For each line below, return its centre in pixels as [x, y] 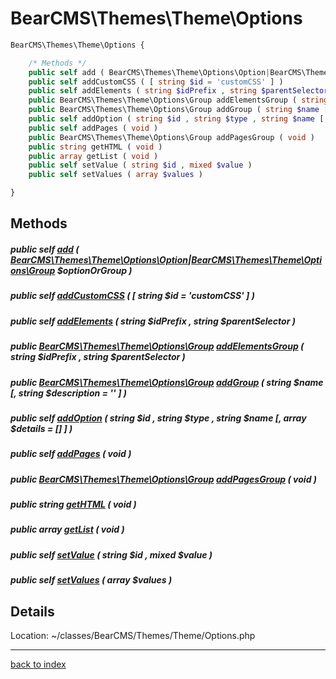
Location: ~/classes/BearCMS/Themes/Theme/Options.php [133, 635]
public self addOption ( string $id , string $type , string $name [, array [158, 418]
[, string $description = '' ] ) [68, 393]
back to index [38, 664]
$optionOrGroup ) [94, 271]
